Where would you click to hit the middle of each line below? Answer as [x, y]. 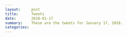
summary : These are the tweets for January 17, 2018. [64, 23]
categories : [17, 27]
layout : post [23, 9]
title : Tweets [25, 14]
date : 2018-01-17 [29, 18]
